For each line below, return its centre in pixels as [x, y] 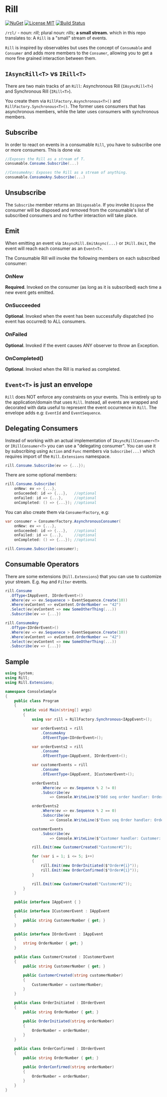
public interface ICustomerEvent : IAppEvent [62, 911]
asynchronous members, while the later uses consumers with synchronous [82, 111]
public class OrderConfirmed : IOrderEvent [60, 1049]
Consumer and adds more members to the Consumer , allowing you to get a [79, 53]
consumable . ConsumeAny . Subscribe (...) [45, 177]
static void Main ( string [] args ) [58, 710]
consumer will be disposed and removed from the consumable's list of [77, 210]
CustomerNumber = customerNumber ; [67, 985]
